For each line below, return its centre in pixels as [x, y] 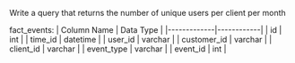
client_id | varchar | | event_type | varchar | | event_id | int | [118, 49]
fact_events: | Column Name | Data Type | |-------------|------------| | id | [146, 30]
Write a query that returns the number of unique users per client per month [148, 13]
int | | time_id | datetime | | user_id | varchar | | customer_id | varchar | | [141, 39]
